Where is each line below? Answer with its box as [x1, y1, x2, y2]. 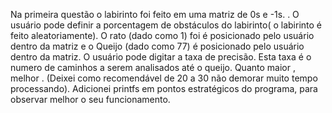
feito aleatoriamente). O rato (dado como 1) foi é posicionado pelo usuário [10, 30, 315, 41]
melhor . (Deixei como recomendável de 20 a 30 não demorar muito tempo [10, 72, 318, 84]
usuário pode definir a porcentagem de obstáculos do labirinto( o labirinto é [10, 19, 322, 31]
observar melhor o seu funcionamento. [10, 94, 171, 105]
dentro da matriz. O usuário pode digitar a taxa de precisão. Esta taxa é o [10, 51, 312, 63]
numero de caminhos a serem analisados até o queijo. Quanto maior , [10, 62, 296, 73]
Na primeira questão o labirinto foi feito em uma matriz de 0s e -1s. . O [10, 9, 300, 20]
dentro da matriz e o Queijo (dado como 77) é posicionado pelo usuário [10, 40, 305, 52]
